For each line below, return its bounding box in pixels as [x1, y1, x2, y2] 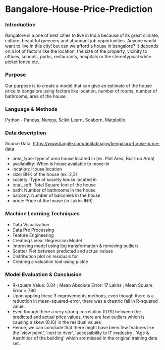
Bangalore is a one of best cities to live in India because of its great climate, [5, 32, 160, 38]
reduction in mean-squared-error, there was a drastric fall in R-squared [12, 298, 158, 304]
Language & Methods [5, 105, 58, 112]
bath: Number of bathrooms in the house [12, 187, 96, 193]
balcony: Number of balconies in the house [12, 192, 101, 198]
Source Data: [5, 141, 32, 147]
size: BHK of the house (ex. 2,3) [12, 172, 78, 177]
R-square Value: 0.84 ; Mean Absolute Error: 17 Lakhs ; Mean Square [12, 282, 153, 288]
